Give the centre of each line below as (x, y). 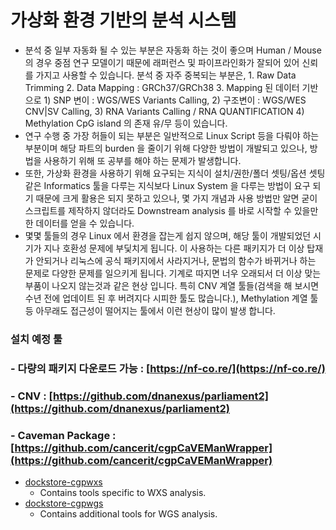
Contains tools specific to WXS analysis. (123, 492)
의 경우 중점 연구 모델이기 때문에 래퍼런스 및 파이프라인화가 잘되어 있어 (162, 62)
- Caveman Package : (63, 435)
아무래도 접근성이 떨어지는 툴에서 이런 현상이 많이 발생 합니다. (155, 310)
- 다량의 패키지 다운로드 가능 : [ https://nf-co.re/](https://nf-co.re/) (168, 368)
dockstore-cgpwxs (63, 482)
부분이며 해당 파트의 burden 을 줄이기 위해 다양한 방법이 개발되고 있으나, (166, 148)
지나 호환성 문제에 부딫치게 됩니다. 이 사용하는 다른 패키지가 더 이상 (174, 248)
